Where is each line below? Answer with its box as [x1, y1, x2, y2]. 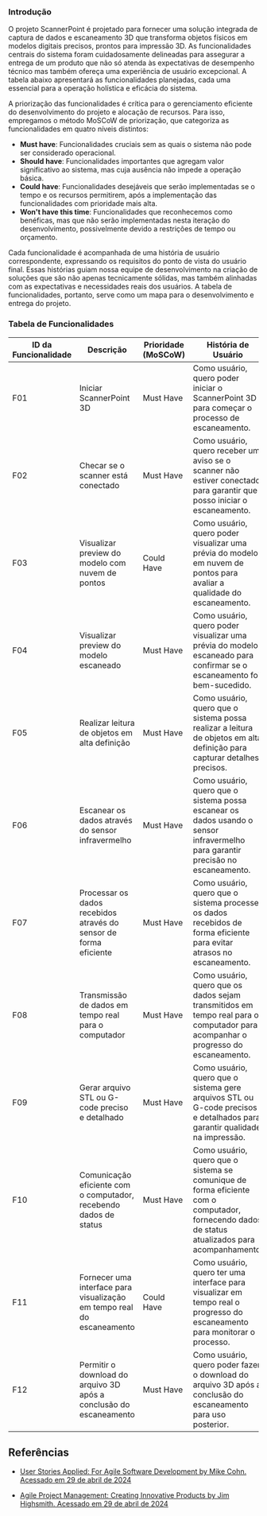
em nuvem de [192, 557, 244, 568]
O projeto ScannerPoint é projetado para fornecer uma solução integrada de [8, 25, 258, 34]
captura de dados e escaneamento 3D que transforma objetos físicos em [8, 33, 248, 42]
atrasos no [192, 947, 233, 958]
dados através [79, 814, 133, 825]
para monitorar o [192, 1326, 256, 1337]
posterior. [192, 1418, 230, 1429]
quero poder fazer [192, 1359, 261, 1370]
